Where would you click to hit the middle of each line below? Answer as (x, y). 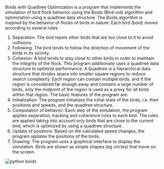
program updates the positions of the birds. (56, 136)
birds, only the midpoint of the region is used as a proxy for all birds (81, 89)
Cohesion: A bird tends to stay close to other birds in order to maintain (83, 58)
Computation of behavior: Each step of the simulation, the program (80, 110)
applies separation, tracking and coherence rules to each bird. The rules (85, 115)
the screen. (24, 152)
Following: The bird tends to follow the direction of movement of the (81, 48)
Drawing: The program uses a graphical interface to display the (76, 141)
